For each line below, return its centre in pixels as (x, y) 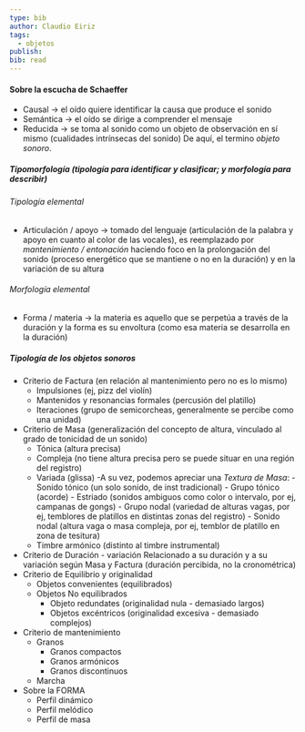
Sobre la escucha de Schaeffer (69, 89)
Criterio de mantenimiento (71, 632)
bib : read (28, 60)
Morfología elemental (50, 290)
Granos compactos (86, 651)
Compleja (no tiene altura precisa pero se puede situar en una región (165, 458)
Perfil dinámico (65, 700)
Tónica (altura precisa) (78, 448)
